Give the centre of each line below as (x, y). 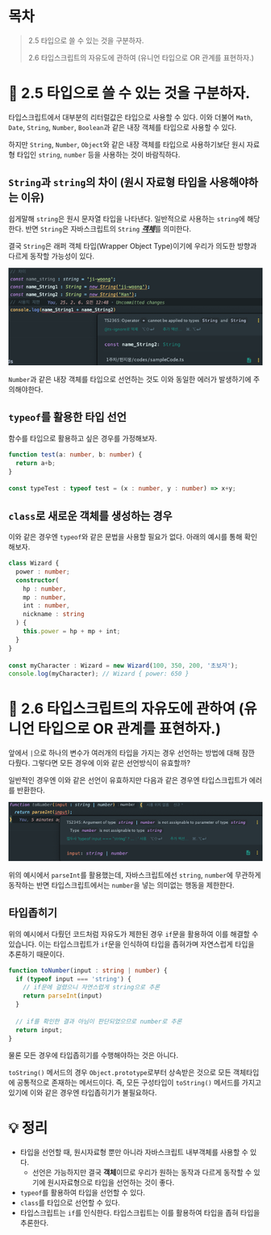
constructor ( (38, 580)
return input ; (39, 1030)
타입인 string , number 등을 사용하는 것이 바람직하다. (98, 154)
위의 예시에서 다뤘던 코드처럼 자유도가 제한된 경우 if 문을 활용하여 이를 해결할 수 (133, 934)
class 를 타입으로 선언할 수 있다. (70, 1202)
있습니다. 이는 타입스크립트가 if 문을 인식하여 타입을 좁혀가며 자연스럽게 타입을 (131, 944)
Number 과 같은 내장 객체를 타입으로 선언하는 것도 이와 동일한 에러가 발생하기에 (130, 380)
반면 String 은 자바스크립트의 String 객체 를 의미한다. (108, 229)
